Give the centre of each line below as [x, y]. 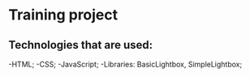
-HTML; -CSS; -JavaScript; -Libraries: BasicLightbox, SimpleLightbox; [125, 64]
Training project [63, 15]
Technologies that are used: [81, 45]
